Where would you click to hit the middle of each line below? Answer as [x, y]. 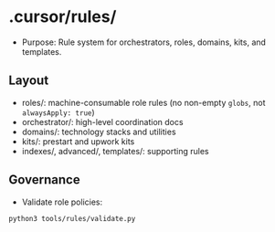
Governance [44, 180]
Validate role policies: [62, 202]
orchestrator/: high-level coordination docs [102, 121]
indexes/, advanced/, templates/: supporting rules [115, 151]
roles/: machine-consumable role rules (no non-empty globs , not [143, 102]
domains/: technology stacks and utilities [99, 132]
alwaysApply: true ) [58, 112]
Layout [29, 81]
